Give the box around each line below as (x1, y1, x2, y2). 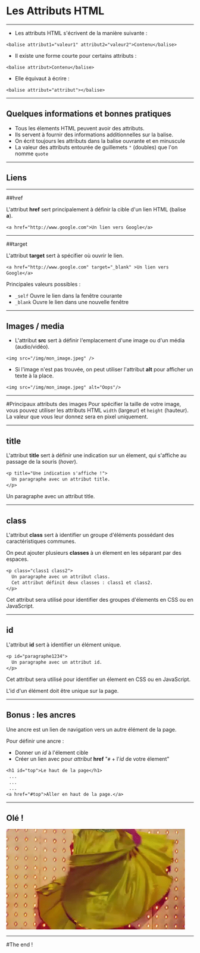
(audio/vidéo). (14, 343, 49, 351)
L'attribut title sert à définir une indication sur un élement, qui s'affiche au (6, 452, 187, 459)
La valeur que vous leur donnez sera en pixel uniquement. (6, 413, 149, 420)
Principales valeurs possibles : (6, 280, 81, 288)
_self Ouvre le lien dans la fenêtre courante (14, 292, 123, 299)
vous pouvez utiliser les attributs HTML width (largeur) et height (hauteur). (6, 407, 189, 414)
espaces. (6, 555, 29, 563)
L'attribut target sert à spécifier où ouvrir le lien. (6, 252, 124, 259)
